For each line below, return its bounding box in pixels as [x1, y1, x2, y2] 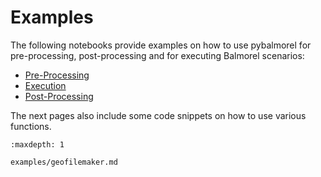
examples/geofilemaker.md [10, 157, 118, 167]
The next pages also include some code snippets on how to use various [10, 109, 307, 121]
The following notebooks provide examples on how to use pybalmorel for [10, 39, 312, 51]
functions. [10, 120, 52, 132]
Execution [24, 79, 67, 91]
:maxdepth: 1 [10, 139, 65, 150]
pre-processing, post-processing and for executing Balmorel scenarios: [10, 49, 305, 61]
